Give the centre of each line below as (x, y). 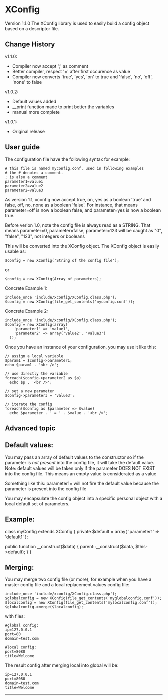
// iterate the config (29, 404)
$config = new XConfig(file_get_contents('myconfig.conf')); (70, 302)
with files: (15, 616)
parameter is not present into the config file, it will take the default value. (80, 462)
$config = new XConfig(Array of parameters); (53, 279)
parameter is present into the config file (46, 488)
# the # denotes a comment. (34, 173)
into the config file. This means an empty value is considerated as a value (81, 473)
